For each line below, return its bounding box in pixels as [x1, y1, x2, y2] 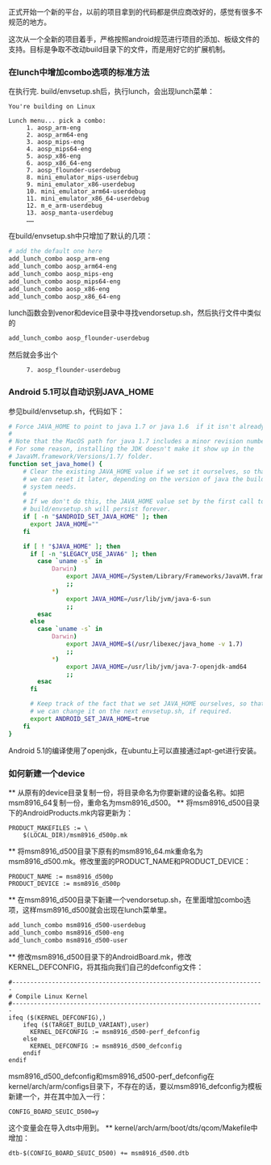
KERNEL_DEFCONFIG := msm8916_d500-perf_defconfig [29, 1027, 200, 1036]
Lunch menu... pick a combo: [8, 116, 106, 125]
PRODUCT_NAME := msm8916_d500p [8, 872, 114, 880]
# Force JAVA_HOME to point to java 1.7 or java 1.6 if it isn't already [8, 422, 265, 430]
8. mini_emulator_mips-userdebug [26, 173, 139, 182]
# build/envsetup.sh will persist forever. [23, 505, 172, 514]
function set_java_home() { [8, 460, 103, 468]
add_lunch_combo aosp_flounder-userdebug [8, 334, 150, 342]
